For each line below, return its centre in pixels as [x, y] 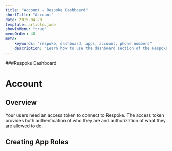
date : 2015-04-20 [24, 20]
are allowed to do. [24, 126]
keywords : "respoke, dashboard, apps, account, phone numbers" [83, 44]
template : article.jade [31, 24]
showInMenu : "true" [26, 29]
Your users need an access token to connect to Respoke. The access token [85, 115]
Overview [21, 102]
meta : [11, 39]
